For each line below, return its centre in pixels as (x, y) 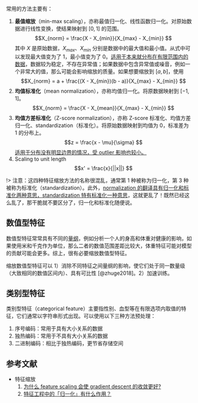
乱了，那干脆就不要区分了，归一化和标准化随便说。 (73, 202)
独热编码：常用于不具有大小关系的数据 (61, 336)
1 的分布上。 (29, 132)
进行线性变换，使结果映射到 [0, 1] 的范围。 (71, 29)
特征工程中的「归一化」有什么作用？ (67, 394)
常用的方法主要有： (29, 9)
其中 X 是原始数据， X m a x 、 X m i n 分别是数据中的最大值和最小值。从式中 (100, 49)
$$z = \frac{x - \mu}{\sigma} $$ (103, 142)
